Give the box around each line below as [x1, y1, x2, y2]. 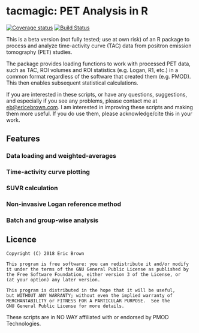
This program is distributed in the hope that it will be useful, [6, 287, 176, 293]
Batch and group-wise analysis [6, 216, 99, 224]
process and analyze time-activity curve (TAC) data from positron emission [6, 42, 192, 49]
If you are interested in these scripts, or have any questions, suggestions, [6, 91, 188, 98]
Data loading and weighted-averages [6, 152, 117, 160]
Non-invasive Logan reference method [6, 200, 122, 208]
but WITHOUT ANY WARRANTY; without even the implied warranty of [6, 292, 173, 298]
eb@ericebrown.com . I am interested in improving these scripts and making [6, 103, 194, 110]
